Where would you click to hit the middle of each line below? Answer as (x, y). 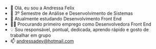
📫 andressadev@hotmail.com (42, 41)
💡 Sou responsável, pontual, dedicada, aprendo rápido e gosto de (80, 30)
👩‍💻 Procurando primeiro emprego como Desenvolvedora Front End (81, 24)
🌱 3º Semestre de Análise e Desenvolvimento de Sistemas (71, 13)
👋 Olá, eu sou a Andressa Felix (42, 8)
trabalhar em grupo (30, 35)
